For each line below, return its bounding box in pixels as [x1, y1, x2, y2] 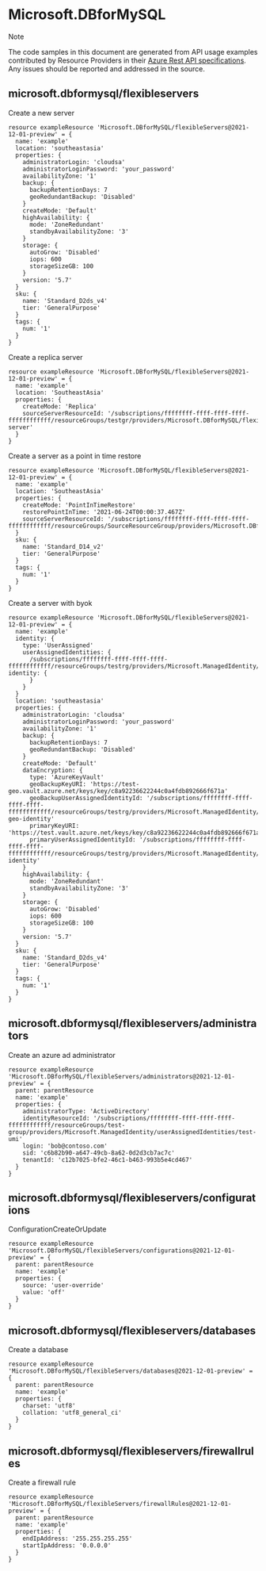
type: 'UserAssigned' [22, 641, 93, 649]
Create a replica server [8, 352, 83, 362]
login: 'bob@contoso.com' [22, 1142, 108, 1150]
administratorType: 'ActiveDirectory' [22, 1107, 150, 1115]
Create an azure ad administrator [8, 1050, 116, 1059]
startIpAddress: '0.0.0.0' [22, 1542, 112, 1550]
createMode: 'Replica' [22, 402, 97, 410]
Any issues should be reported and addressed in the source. [8, 63, 206, 73]
